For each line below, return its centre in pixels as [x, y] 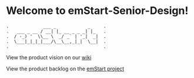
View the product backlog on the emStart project [65, 69]
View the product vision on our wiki [49, 57]
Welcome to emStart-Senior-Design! [97, 11]
